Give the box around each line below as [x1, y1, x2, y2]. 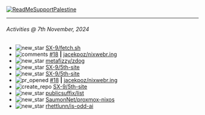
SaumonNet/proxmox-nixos [45, 96, 115, 103]
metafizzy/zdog [45, 57, 85, 64]
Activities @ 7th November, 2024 [6, 25, 90, 33]
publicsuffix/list [45, 89, 84, 97]
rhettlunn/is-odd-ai [45, 102, 93, 110]
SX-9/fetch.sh [45, 44, 81, 52]
